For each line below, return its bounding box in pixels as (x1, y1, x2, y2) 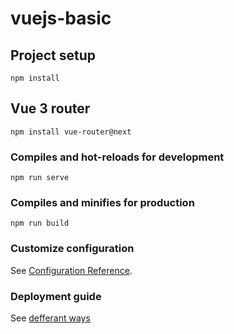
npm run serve (10, 173, 70, 183)
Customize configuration (10, 242, 135, 256)
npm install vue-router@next (10, 127, 132, 137)
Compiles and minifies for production (10, 196, 195, 210)
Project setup (10, 47, 97, 64)
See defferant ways (10, 312, 91, 324)
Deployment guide (10, 289, 102, 303)
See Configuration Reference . (10, 264, 133, 276)
